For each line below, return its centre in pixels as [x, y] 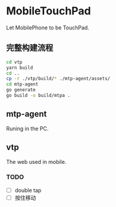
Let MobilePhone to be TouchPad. [48, 28]
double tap [28, 190]
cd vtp [14, 62]
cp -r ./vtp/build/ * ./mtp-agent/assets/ [58, 79]
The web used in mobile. [36, 162]
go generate [21, 90]
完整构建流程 [30, 48]
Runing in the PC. [27, 128]
